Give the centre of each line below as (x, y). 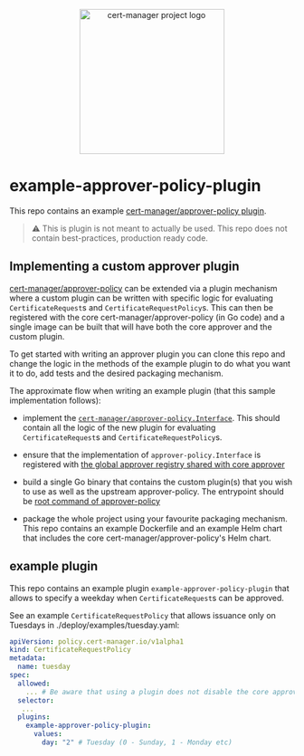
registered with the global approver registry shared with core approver (153, 464)
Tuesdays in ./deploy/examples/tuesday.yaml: (95, 625)
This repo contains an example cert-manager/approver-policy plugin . (138, 211)
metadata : (28, 658)
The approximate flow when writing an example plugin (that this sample (142, 390)
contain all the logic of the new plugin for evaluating (119, 427)
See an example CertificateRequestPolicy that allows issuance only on (142, 615)
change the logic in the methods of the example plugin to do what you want (150, 363)
